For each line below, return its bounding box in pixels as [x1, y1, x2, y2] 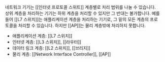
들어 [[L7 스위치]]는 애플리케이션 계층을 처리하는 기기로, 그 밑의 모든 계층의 [5, 17, 149, 22]
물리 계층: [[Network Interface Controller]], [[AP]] [12, 51, 111, 57]
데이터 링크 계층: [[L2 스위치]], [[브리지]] [12, 45, 91, 51]
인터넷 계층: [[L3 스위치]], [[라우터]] [12, 39, 81, 45]
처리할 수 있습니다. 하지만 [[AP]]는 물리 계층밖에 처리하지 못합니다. [18, 22, 146, 28]
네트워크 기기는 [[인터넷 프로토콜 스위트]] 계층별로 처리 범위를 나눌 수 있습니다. [5, 4, 156, 10]
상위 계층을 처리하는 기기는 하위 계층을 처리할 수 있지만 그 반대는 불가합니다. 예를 [5, 10, 160, 16]
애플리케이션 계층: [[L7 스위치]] [12, 33, 72, 39]
